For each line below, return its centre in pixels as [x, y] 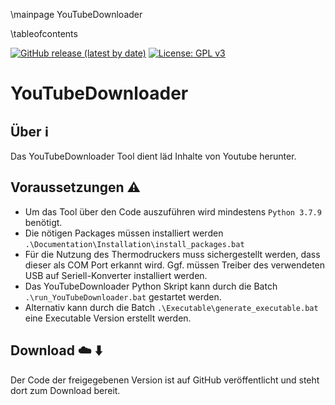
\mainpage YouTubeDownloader [76, 14]
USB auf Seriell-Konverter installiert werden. [116, 275]
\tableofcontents [44, 33]
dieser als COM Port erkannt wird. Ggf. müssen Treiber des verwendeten [175, 265]
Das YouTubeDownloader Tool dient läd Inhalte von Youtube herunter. [153, 156]
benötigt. [43, 222]
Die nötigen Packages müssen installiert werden [124, 233]
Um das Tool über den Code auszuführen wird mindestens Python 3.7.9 [173, 211]
